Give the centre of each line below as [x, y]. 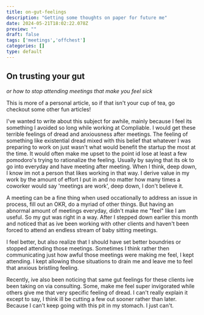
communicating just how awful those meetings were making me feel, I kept [100, 255]
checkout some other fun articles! [49, 109]
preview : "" [21, 29]
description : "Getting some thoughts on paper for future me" [87, 18]
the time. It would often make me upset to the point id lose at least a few [97, 154]
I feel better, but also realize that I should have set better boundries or [94, 242]
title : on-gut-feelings [37, 12]
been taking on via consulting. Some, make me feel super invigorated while [100, 286]
